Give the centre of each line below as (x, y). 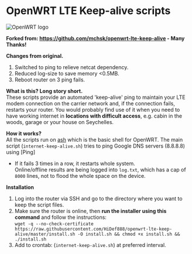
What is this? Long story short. (44, 91)
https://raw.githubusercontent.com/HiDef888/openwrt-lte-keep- (93, 229)
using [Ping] (21, 152)
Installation (20, 187)
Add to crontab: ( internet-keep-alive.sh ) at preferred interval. (90, 245)
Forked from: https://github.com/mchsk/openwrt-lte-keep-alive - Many (95, 38)
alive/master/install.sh (45, 234)
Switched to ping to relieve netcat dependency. (71, 67)
